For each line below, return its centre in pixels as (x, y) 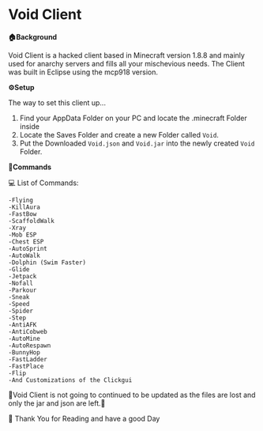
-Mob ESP (23, 235)
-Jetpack (23, 276)
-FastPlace (26, 366)
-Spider (21, 311)
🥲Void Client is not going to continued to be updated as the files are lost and (132, 395)
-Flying (21, 200)
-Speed (19, 304)
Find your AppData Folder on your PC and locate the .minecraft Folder (133, 118)
